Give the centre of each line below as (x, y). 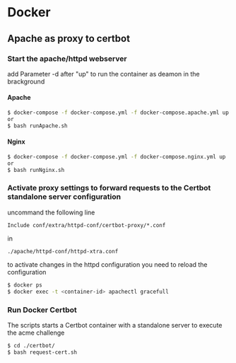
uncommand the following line (51, 212)
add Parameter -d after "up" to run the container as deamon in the (104, 74)
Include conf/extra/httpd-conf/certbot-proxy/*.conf (87, 225)
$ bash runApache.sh (38, 126)
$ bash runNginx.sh (36, 170)
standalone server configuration (64, 197)
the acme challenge (36, 333)
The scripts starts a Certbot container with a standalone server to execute (115, 325)
